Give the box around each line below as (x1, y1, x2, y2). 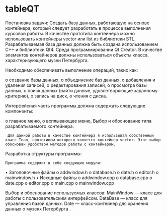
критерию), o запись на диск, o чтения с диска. (5, 93, 107, 99)
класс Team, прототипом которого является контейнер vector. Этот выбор (5, 137, 161, 142)
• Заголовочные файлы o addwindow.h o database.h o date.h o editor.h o (5, 169, 159, 175)
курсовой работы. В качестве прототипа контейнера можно (5, 30, 135, 36)
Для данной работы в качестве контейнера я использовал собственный (7, 133, 154, 138)
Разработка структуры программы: (5, 150, 82, 156)
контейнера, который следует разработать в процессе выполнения (5, 25, 151, 31)
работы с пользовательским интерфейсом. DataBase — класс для (5, 195, 148, 201)
